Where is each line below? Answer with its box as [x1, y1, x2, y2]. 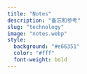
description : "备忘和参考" [7, 17, 81, 24]
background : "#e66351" [13, 43, 80, 50]
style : [7, 37, 27, 44]
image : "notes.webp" [7, 30, 68, 37]
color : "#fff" [13, 50, 55, 57]
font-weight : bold [13, 56, 68, 63]
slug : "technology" [7, 23, 65, 30]
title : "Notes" [7, 10, 52, 18]
